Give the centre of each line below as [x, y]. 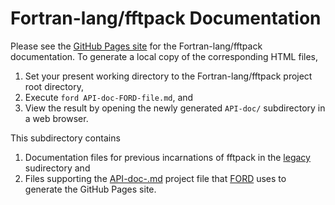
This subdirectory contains [65, 138]
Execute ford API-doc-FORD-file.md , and [109, 97]
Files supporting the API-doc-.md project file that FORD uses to [155, 178]
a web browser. [56, 118]
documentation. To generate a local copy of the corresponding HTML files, [164, 56]
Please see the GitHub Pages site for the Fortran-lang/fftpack [136, 46]
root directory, [54, 86]
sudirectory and [57, 168]
